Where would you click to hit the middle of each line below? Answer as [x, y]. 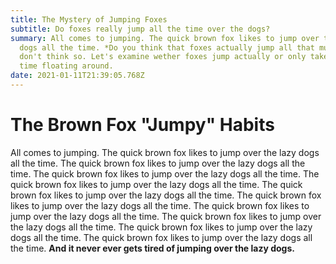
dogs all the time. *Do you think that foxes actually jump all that [167, 47]
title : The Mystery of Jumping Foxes [89, 19]
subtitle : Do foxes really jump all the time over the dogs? [140, 29]
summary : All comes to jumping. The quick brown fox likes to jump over [165, 38]
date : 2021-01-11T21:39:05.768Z [77, 76]
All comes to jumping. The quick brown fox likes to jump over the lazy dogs [165, 152]
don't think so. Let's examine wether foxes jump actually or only [163, 57]
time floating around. [66, 66]
